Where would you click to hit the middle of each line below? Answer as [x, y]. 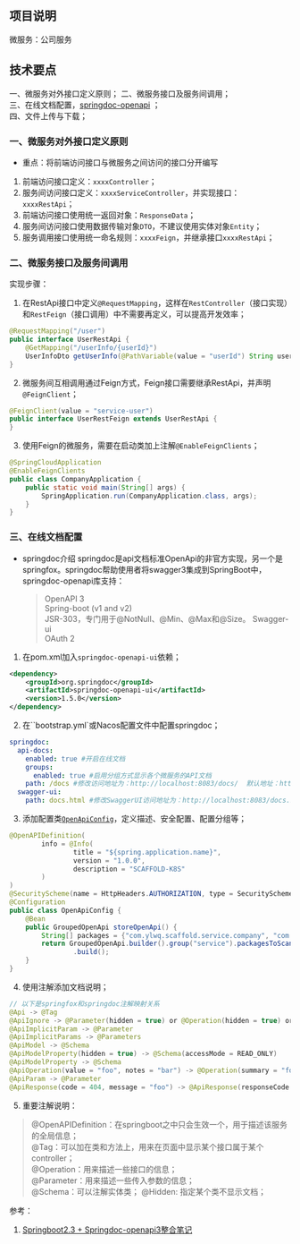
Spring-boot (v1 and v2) [88, 608]
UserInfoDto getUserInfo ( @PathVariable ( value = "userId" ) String [150, 356]
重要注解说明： [50, 1105]
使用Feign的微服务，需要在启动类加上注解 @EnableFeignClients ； [141, 446]
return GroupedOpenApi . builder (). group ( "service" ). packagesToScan [167, 944]
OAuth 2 [60, 638]
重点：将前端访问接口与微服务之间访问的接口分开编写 [120, 162]
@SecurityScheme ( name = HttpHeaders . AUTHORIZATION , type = [121, 894]
